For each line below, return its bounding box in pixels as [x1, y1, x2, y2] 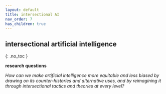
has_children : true [5, 21, 46, 26]
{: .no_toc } [5, 53, 28, 59]
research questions [5, 63, 47, 69]
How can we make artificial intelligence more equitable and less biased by [5, 72, 159, 78]
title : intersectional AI [5, 12, 59, 17]
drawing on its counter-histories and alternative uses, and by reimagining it [5, 78, 161, 84]
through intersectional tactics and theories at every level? [5, 83, 124, 89]
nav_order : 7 [5, 16, 33, 21]
